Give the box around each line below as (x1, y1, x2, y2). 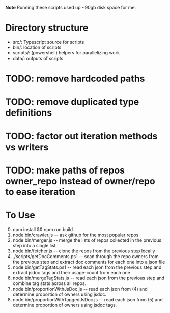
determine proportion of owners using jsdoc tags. (12, 302, 117, 308)
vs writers (5, 141, 49, 153)
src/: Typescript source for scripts (12, 39, 84, 45)
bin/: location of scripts (12, 44, 62, 50)
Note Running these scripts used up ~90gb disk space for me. (5, 5, 136, 10)
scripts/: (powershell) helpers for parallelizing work (12, 49, 120, 55)
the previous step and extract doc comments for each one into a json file (12, 259, 165, 265)
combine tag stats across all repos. (12, 280, 87, 287)
